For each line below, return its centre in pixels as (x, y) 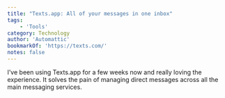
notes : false (26, 53)
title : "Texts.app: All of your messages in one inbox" (90, 14)
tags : (15, 20)
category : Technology (39, 33)
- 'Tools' (34, 26)
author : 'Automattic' (39, 40)
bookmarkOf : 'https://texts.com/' (57, 46)
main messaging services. (45, 87)
